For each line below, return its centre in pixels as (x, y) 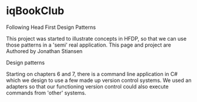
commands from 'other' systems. (46, 93)
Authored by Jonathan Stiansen (44, 51)
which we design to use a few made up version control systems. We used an (99, 80)
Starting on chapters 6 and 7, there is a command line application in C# (92, 74)
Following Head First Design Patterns (51, 27)
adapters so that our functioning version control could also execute (87, 86)
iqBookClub (35, 11)
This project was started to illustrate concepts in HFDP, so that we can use (96, 38)
